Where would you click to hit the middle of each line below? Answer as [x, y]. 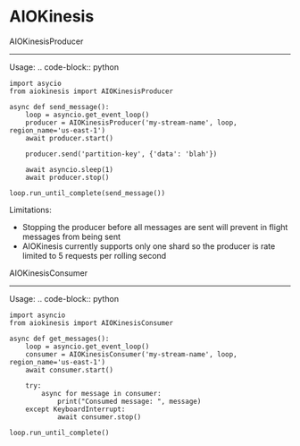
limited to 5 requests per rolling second [94, 255]
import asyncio [37, 315]
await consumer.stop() [99, 417]
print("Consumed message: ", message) [129, 401]
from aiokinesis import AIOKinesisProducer [92, 91]
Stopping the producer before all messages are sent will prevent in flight [155, 227]
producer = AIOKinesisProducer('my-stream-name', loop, [132, 123]
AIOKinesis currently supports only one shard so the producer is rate [149, 246]
